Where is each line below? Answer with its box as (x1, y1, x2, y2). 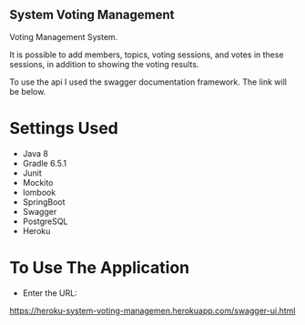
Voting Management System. (9, 31, 118, 42)
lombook (22, 187, 56, 198)
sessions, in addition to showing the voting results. (9, 58, 199, 69)
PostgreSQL (22, 216, 68, 227)
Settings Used (9, 118, 118, 138)
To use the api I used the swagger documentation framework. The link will (9, 76, 287, 87)
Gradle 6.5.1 (22, 157, 66, 168)
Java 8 (22, 147, 48, 158)
